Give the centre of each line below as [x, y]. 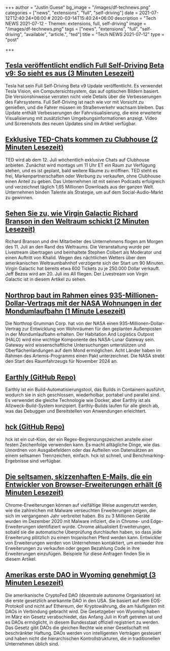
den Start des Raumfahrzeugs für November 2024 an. [62, 361]
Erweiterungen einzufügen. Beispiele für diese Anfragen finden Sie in [78, 553]
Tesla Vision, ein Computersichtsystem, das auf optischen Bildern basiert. [82, 91]
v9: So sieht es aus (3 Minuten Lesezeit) [70, 73]
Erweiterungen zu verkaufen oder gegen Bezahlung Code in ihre [73, 548]
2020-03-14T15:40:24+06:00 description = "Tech [104, 18]
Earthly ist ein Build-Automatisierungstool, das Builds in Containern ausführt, [85, 390]
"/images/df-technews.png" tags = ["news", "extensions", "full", [72, 29]
